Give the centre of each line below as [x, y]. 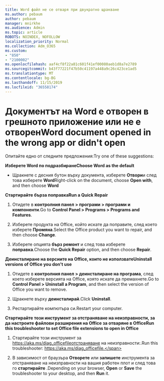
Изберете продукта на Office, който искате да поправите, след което [85, 225]
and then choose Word [35, 186]
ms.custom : [16, 51]
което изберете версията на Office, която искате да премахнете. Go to [85, 279]
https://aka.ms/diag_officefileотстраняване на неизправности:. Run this [85, 343]
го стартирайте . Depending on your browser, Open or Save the [77, 368]
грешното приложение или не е [73, 122]
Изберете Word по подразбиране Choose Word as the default [70, 166]
